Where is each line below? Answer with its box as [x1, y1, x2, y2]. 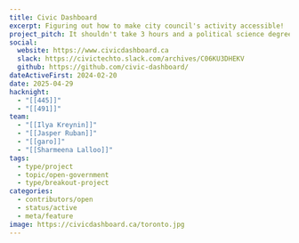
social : [9, 37, 38, 47]
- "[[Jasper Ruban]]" [17, 129, 98, 138]
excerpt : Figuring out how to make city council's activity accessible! [9, 21, 285, 30]
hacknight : [9, 87, 50, 96]
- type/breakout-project [17, 179, 109, 188]
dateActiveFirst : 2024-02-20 [9, 71, 117, 80]
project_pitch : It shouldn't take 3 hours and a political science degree [9, 29, 293, 38]
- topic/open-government [17, 170, 109, 179]
